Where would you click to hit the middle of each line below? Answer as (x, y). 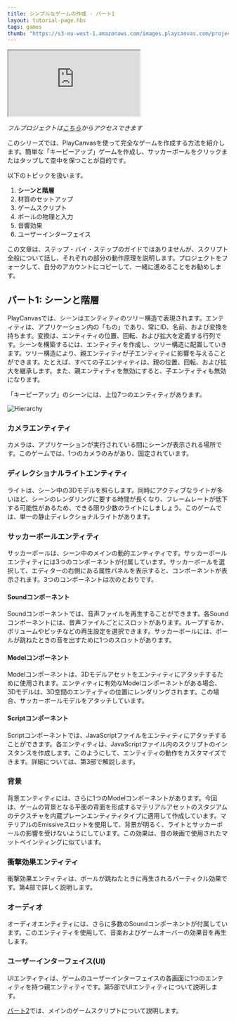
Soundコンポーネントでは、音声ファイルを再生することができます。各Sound (118, 614)
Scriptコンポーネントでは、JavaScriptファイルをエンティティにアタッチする (117, 735)
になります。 (26, 379)
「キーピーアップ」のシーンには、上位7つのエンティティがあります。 (106, 395)
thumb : (17, 33)
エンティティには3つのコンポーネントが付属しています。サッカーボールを (113, 561)
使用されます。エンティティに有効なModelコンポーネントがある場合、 (120, 683)
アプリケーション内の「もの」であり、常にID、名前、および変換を (133, 327)
